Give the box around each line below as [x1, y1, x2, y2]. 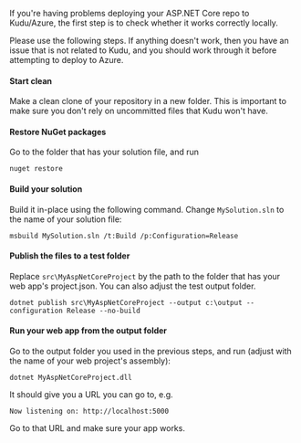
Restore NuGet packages [9, 126, 107, 137]
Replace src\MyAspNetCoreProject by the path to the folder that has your [9, 270, 281, 281]
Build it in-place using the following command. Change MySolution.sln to [9, 204, 285, 215]
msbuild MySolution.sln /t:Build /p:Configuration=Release [9, 231, 239, 240]
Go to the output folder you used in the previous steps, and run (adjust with [9, 346, 292, 357]
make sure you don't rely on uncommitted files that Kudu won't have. [9, 105, 269, 117]
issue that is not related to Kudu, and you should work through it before [9, 45, 277, 56]
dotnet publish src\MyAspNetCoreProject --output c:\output [9, 298, 244, 307]
